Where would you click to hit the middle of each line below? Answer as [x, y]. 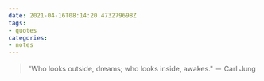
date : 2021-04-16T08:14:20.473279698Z [72, 15]
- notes [21, 45]
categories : [28, 38]
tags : [17, 23]
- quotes [23, 30]
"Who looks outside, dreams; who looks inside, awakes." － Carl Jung [142, 69]
